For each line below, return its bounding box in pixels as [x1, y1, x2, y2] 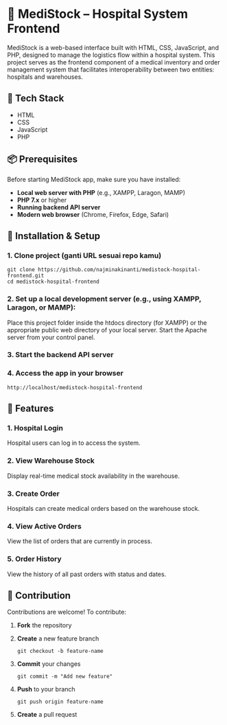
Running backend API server [16, 203, 101, 211]
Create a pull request [16, 711, 77, 719]
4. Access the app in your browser [7, 369, 123, 378]
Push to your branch [16, 685, 75, 693]
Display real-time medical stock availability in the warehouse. [7, 472, 180, 480]
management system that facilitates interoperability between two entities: [7, 65, 215, 73]
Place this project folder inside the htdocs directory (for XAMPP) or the [7, 319, 207, 327]
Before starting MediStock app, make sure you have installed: [7, 175, 181, 183]
